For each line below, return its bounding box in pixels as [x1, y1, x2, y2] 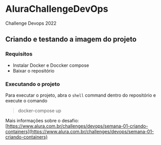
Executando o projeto [5, 80, 60, 87]
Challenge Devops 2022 [5, 20, 57, 26]
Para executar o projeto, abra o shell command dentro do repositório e [5, 92, 156, 98]
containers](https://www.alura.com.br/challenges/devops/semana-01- [5, 128, 154, 134]
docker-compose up [17, 107, 62, 114]
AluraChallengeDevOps [5, 3, 109, 15]
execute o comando [5, 97, 48, 103]
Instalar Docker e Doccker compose [12, 62, 89, 68]
